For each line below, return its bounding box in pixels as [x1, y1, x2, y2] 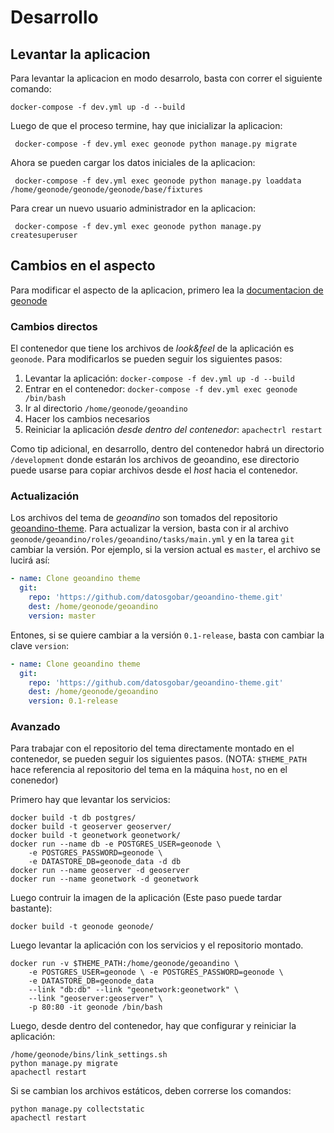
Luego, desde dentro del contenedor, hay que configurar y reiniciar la [10, 1020, 297, 1032]
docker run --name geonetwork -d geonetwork [10, 874, 199, 885]
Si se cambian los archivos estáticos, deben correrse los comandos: [10, 1085, 292, 1097]
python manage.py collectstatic [10, 1104, 145, 1115]
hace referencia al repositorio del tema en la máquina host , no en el [10, 764, 288, 776]
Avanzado [10, 720, 61, 734]
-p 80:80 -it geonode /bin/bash [28, 1002, 163, 1013]
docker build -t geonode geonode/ [10, 922, 155, 932]
